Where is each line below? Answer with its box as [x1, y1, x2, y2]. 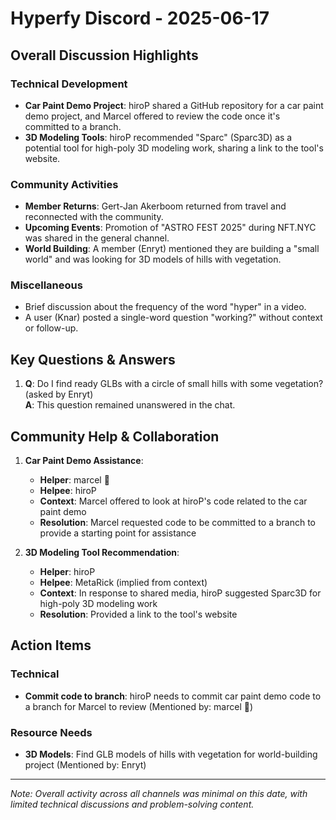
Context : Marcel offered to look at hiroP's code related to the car [39, 495, 308, 507]
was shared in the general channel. [24, 232, 170, 244]
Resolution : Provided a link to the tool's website [39, 608, 238, 621]
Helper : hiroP [39, 566, 96, 578]
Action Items [10, 637, 92, 654]
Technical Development [10, 77, 128, 91]
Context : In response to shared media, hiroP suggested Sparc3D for [39, 587, 322, 599]
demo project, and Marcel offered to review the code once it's [24, 110, 281, 122]
